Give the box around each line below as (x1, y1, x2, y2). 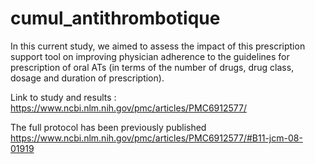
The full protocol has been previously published (10, 121, 207, 133)
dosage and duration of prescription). (10, 72, 165, 84)
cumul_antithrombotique (10, 7, 221, 30)
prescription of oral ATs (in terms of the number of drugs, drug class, (10, 61, 295, 73)
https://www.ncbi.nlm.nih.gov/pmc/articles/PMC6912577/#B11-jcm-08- (10, 132, 303, 144)
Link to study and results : (10, 91, 117, 103)
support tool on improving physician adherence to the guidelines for (10, 50, 290, 62)
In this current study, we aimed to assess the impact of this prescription (10, 40, 306, 52)
